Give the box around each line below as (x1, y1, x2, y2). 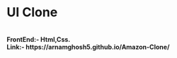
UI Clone (6, 4, 58, 21)
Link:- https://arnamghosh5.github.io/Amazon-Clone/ (6, 42, 170, 51)
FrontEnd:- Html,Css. (6, 35, 71, 43)
